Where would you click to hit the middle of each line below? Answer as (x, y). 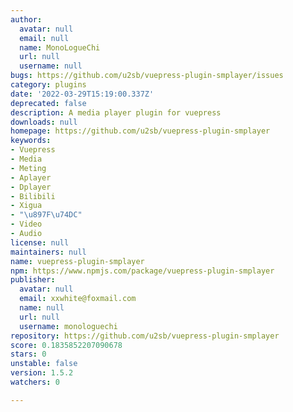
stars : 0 (28, 354)
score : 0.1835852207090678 (66, 345)
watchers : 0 (35, 382)
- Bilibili (33, 196)
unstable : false (44, 364)
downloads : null (44, 122)
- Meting (28, 168)
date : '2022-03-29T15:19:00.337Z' (82, 94)
